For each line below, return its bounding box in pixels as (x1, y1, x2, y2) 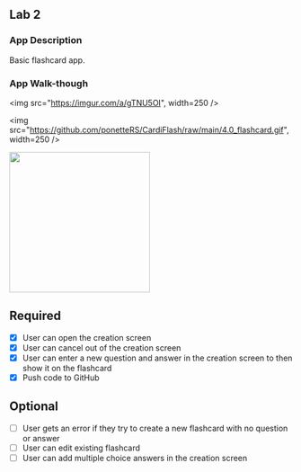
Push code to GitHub (22, 372, 101, 383)
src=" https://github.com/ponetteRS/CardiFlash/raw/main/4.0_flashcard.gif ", (9, 124, 289, 135)
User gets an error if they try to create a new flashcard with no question (22, 423, 288, 433)
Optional (9, 399, 58, 414)
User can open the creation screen (22, 332, 152, 343)
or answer (22, 432, 60, 443)
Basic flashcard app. (9, 54, 85, 66)
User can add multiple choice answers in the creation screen (22, 452, 248, 463)
